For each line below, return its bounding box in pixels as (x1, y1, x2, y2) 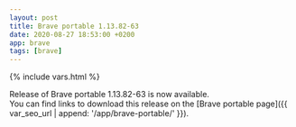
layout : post (9, 13, 59, 23)
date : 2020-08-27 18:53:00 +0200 (9, 30, 135, 39)
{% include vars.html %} (9, 71, 101, 82)
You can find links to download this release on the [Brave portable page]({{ (9, 98, 288, 109)
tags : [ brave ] (9, 47, 63, 56)
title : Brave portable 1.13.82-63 (9, 22, 140, 31)
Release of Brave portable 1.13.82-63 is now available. (9, 89, 210, 100)
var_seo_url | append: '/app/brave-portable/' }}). (9, 108, 190, 119)
